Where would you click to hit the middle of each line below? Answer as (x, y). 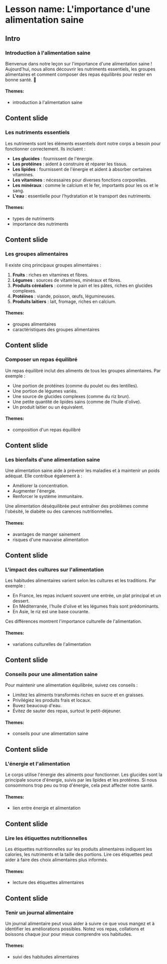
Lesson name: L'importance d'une (78, 9)
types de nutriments (33, 218)
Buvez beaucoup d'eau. (37, 706)
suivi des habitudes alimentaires (46, 957)
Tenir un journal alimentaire (39, 912)
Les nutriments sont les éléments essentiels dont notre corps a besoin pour (83, 143)
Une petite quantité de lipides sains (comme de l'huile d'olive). (77, 402)
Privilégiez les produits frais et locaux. (52, 700)
